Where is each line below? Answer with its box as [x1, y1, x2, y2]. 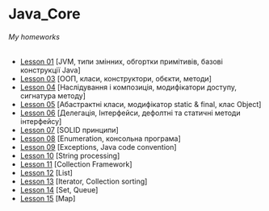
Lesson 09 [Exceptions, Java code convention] [19, 143, 177, 152]
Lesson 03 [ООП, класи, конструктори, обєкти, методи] [19, 74, 212, 84]
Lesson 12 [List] [19, 168, 73, 178]
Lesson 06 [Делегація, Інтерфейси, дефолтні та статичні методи [19, 108, 241, 118]
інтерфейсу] [19, 117, 62, 126]
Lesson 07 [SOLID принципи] [19, 126, 119, 135]
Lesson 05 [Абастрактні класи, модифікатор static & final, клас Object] [19, 100, 262, 110]
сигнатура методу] [19, 91, 86, 101]
